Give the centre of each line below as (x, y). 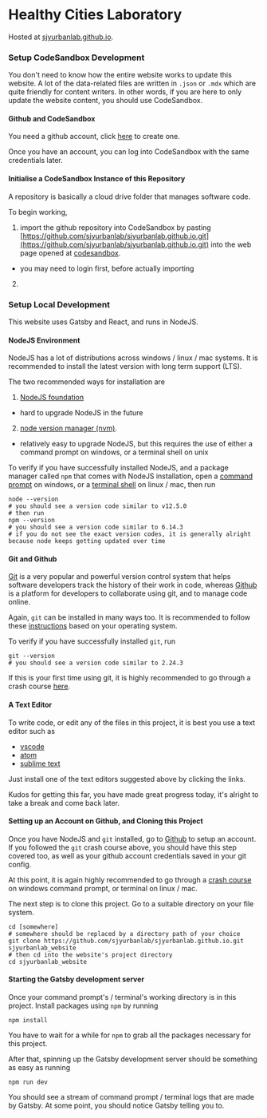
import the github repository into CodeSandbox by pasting (115, 227)
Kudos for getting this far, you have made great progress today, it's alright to (133, 794)
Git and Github (33, 559)
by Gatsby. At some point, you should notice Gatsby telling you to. (116, 1105)
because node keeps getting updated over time (87, 541)
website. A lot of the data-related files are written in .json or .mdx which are (132, 83)
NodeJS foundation (52, 398)
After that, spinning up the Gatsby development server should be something (133, 1059)
